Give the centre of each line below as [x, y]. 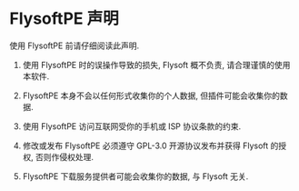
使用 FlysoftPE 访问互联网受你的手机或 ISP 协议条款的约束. [132, 126]
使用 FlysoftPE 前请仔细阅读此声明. [74, 45]
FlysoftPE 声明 [65, 19]
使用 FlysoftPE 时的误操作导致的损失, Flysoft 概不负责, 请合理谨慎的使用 [156, 65]
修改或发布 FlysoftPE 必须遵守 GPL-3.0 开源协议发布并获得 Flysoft [145, 146]
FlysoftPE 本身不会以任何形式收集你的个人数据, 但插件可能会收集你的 [151, 95]
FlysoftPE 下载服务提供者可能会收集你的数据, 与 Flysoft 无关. [135, 176]
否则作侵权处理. [64, 156]
